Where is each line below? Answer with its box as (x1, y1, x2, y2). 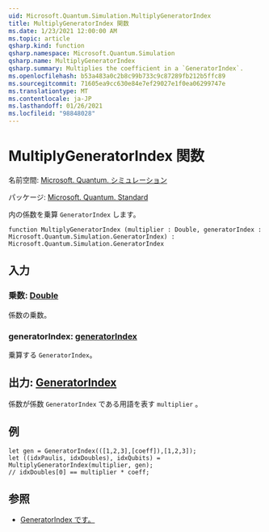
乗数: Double (8, 290, 59, 302)
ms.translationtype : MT (8, 87, 89, 95)
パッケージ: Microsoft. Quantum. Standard (8, 192, 149, 202)
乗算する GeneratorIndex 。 (8, 349, 97, 360)
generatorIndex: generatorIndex (8, 331, 137, 342)
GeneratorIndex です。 (19, 515, 95, 525)
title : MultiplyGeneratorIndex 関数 (8, 19, 129, 27)
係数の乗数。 (8, 310, 51, 319)
